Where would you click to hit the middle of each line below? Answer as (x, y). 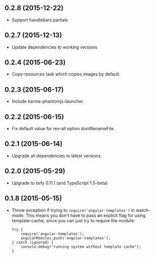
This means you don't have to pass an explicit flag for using (86, 215)
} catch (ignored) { (33, 242)
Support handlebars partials (40, 20)
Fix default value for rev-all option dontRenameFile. (63, 129)
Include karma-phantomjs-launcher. (48, 101)
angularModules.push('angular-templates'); (66, 238)
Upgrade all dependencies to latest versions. (57, 156)
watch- (143, 210)
